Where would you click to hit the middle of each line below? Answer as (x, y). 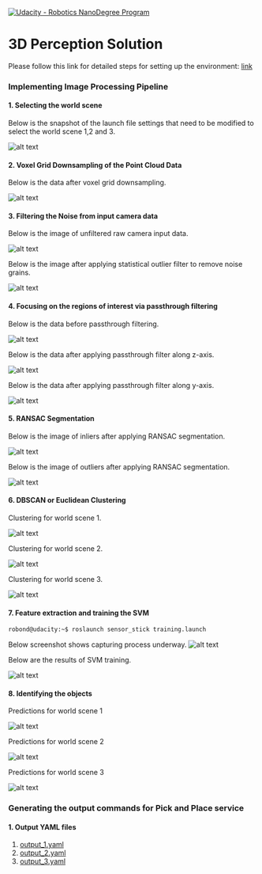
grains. (19, 272)
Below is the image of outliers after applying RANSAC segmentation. (119, 466)
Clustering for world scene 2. (56, 549)
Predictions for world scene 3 (56, 773)
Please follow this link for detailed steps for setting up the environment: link (130, 66)
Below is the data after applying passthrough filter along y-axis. (111, 385)
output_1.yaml (42, 845)
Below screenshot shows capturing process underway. (97, 644)
